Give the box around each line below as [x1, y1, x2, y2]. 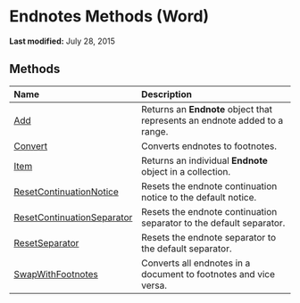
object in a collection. [141, 165, 231, 177]
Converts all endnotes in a [141, 257, 251, 269]
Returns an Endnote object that [141, 102, 273, 115]
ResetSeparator [13, 236, 79, 249]
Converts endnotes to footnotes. [141, 140, 277, 152]
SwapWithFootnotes [13, 267, 98, 280]
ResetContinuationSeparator [13, 211, 133, 224]
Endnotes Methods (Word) [9, 6, 210, 27]
